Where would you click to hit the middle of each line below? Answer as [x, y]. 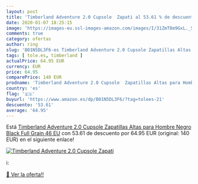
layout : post [22, 11]
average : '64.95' [27, 110]
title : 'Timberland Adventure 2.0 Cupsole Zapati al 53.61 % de [88, 17]
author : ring [22, 45]
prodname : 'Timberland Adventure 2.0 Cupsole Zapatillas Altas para [93, 83]
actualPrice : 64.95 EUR [35, 61]
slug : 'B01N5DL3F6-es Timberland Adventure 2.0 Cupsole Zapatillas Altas [99, 50]
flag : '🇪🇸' [21, 94]
